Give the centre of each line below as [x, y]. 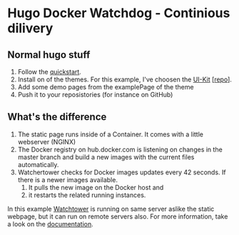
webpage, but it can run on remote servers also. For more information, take [118, 216]
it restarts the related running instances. [87, 195]
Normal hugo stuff [49, 55]
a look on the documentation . [51, 224]
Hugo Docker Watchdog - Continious [119, 13]
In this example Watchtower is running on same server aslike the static [111, 209]
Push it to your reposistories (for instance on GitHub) [95, 95]
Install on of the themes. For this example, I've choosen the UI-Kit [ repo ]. [124, 79]
